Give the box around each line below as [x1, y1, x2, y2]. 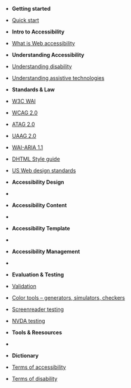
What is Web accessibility [11, 40, 76, 47]
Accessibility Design [11, 178, 64, 186]
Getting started [11, 5, 51, 12]
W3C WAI [11, 98, 36, 104]
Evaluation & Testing [11, 271, 64, 278]
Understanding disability [11, 63, 73, 70]
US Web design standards [11, 167, 76, 174]
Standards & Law [11, 86, 55, 93]
